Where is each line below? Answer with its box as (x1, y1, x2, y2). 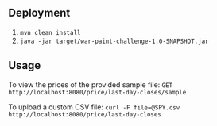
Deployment (8, 6, 71, 20)
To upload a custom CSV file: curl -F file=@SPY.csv (8, 102, 180, 112)
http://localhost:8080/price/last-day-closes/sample (8, 88, 187, 96)
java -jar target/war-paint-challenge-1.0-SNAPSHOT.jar (19, 37, 209, 45)
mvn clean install (19, 29, 81, 36)
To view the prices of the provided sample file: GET (8, 79, 173, 90)
